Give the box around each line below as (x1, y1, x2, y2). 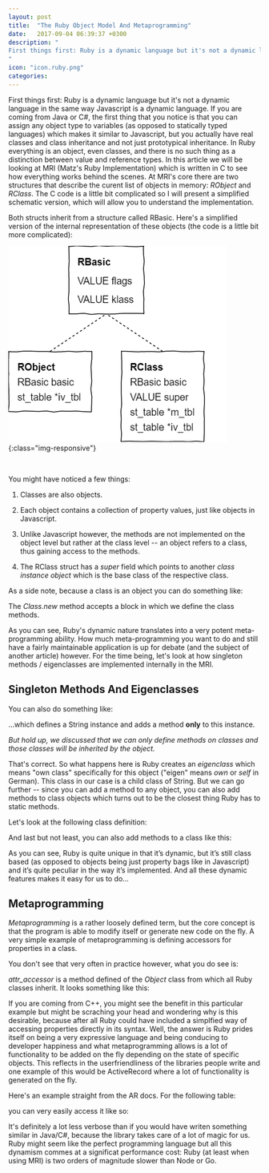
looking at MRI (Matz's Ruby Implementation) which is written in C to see (8, 163, 248, 172)
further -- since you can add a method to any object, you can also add (8, 784, 240, 794)
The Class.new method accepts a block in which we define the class (8, 601, 235, 611)
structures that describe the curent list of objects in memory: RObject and (8, 180, 251, 190)
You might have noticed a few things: (8, 474, 130, 484)
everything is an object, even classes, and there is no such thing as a (8, 146, 236, 155)
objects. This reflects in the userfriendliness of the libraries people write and (8, 1058, 260, 1068)
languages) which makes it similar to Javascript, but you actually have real (8, 129, 254, 139)
